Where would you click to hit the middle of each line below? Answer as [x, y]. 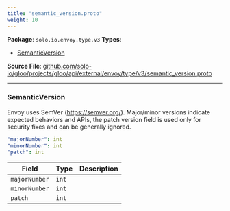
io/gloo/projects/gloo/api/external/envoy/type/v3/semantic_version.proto [110, 73]
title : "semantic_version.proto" [55, 13]
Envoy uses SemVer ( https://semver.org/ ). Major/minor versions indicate [109, 112]
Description [99, 169]
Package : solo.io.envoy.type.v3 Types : [64, 39]
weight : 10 [23, 20]
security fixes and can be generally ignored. [69, 127]
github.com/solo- [67, 66]
